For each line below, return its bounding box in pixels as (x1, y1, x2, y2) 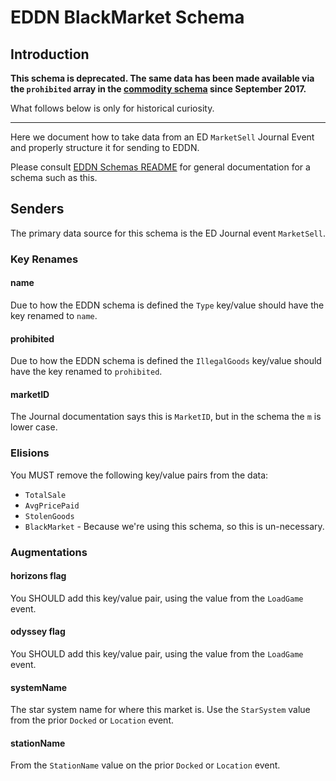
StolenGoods (24, 511, 75, 521)
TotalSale (24, 490, 67, 500)
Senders (10, 201, 65, 218)
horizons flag (10, 570, 67, 582)
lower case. (10, 421, 58, 433)
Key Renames (10, 252, 79, 266)
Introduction (10, 46, 90, 63)
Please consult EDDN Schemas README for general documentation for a (10, 161, 311, 173)
